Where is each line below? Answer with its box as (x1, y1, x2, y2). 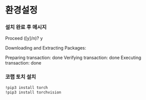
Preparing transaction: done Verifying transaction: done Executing (5, 54, 141, 60)
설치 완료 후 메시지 (5, 23, 47, 30)
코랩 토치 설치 (5, 73, 36, 80)
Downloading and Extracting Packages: (5, 45, 86, 51)
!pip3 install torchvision (5, 89, 61, 95)
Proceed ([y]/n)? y (5, 35, 43, 41)
